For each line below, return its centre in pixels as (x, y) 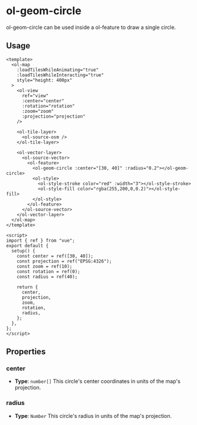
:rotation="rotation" (48, 106)
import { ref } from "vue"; (41, 241)
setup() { (23, 251)
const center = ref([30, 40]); (55, 256)
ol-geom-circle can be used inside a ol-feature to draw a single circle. (91, 27)
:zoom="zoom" (38, 111)
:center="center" (43, 101)
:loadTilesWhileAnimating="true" (58, 70)
